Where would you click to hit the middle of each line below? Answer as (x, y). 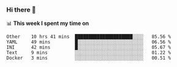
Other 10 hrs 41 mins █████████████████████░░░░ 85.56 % (89, 37)
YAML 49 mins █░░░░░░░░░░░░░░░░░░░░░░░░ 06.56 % (89, 42)
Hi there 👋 (21, 10)
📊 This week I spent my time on (48, 23)
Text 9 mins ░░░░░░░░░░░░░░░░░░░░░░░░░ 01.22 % (89, 53)
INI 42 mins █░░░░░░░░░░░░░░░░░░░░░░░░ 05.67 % (89, 48)
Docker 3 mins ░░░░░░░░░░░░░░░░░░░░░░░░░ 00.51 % (89, 58)
